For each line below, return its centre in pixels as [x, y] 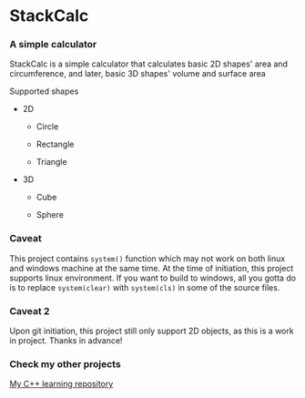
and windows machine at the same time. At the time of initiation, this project [152, 268]
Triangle [51, 162]
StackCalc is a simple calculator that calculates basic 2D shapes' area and [149, 64]
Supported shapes [44, 91]
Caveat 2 [30, 311]
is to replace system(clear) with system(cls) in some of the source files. [145, 287]
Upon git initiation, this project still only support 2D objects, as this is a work [152, 331]
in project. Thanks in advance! [66, 341]
